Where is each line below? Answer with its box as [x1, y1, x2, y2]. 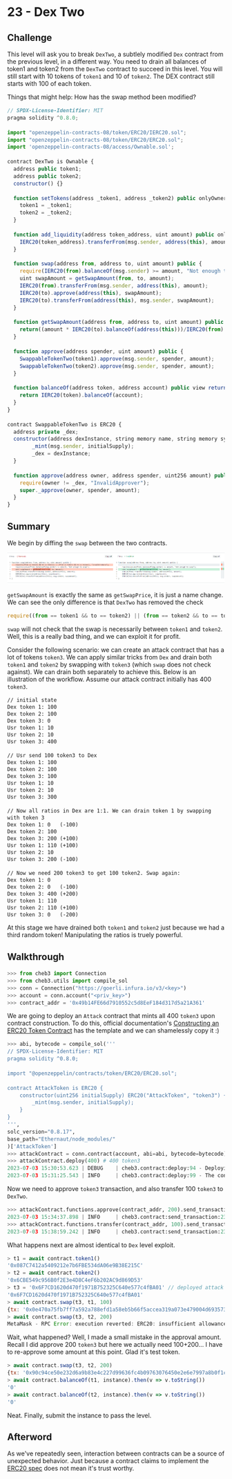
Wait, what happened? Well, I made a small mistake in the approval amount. [7, 1333, 222, 1341]
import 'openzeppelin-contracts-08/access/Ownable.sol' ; [7, 143, 175, 151]
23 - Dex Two [7, 4, 85, 20]
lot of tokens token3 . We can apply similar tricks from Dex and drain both [7, 653, 212, 662]
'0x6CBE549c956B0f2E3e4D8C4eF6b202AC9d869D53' [7, 1277, 144, 1284]
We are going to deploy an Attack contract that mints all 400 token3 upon [7, 1012, 215, 1020]
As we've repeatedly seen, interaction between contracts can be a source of [7, 1449, 225, 1458]
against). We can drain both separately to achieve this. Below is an [7, 668, 197, 676]
